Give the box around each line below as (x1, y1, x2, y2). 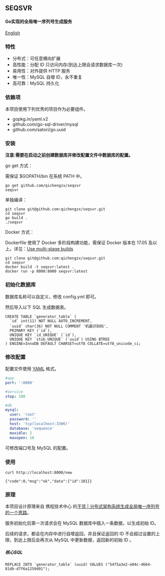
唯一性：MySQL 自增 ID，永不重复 (12, 74, 82, 80)
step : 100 (5, 394, 26, 399)
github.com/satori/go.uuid (12, 127, 66, 133)
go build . (5, 216, 28, 221)
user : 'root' (9, 412, 37, 417)
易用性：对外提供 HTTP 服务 (12, 68, 71, 74)
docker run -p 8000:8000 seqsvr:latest (5, 269, 88, 274)
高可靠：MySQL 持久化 (12, 80, 60, 86)
